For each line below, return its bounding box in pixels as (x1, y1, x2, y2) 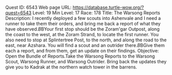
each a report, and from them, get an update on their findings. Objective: (5, 48, 159, 54)
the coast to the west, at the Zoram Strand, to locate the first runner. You (5, 32, 159, 37)
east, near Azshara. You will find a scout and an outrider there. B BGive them (5, 42, 165, 48)
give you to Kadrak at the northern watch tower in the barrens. (5, 64, 138, 70)
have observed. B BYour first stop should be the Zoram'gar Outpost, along (5, 26, 160, 32)
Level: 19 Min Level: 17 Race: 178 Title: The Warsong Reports (32, 10, 160, 16)
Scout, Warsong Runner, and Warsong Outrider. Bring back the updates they (5, 59, 167, 64)
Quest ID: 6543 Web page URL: (5, 5, 72, 10)
